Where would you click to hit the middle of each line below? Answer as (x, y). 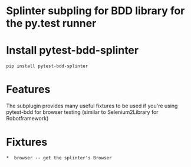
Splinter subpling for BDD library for (95, 11)
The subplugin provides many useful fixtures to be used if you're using (92, 106)
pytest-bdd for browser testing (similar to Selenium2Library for (82, 112)
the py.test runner (51, 23)
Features (28, 89)
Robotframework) (27, 119)
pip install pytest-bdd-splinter (47, 66)
